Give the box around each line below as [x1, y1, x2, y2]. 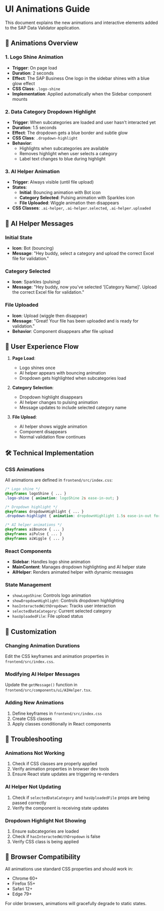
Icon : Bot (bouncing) [12, 245, 54, 251]
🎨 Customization [5, 628, 57, 636]
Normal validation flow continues [19, 434, 86, 440]
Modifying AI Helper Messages [5, 671, 80, 677]
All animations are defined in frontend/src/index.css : [5, 477, 113, 483]
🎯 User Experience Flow [5, 342, 79, 350]
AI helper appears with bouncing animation [19, 370, 106, 376]
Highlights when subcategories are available [19, 145, 109, 151]
